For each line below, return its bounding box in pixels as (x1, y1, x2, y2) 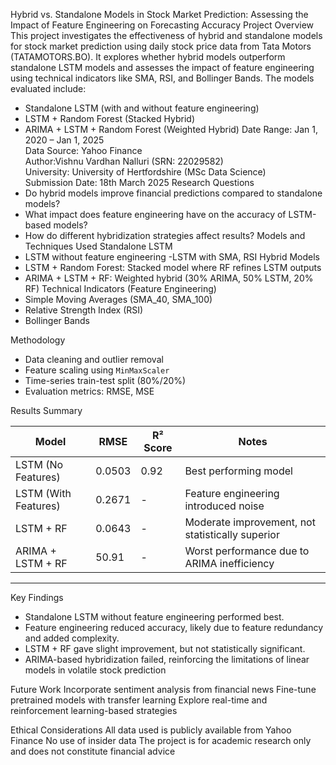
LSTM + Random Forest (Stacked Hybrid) (24, 113, 195, 124)
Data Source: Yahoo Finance (24, 145, 143, 156)
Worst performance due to (184, 544, 310, 558)
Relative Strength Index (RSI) (24, 304, 144, 316)
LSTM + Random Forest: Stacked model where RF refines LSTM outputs (24, 262, 322, 273)
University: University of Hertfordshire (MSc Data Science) (24, 166, 267, 178)
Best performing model (184, 464, 293, 478)
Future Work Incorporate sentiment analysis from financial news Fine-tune (10, 684, 317, 695)
